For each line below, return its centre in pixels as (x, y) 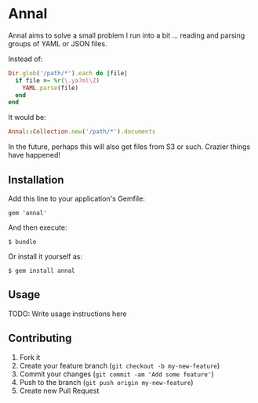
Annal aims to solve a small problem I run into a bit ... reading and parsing (127, 35)
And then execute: (38, 227)
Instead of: (25, 59)
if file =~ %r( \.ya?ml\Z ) (58, 80)
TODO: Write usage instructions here (67, 314)
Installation (36, 180)
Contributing (40, 338)
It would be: (27, 118)
